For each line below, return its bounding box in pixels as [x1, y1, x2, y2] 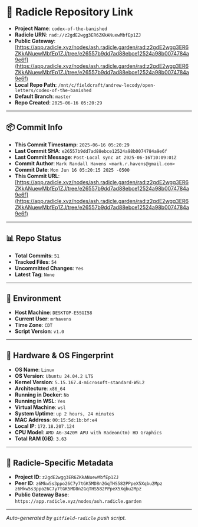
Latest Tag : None [14, 271, 55, 278]
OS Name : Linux [14, 366, 55, 374]
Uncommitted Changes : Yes [14, 264, 84, 271]
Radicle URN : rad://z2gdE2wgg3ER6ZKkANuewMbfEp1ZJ [14, 31, 141, 38]
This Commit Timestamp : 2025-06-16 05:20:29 [14, 141, 130, 148]
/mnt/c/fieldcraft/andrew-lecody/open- [58, 82, 156, 88]
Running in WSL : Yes [14, 398, 66, 405]
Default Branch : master [14, 93, 72, 100]
